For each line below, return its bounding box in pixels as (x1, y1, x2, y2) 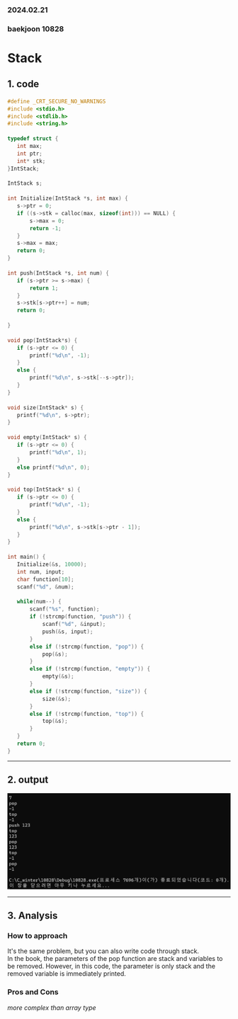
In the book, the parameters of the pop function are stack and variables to (7, 955, 223, 963)
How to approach (7, 931, 68, 941)
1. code (7, 78, 40, 90)
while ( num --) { (16, 598, 62, 605)
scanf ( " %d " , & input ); (42, 621, 106, 628)
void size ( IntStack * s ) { (7, 404, 84, 411)
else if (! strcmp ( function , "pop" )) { (29, 643, 144, 650)
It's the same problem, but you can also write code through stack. (7, 947, 200, 955)
